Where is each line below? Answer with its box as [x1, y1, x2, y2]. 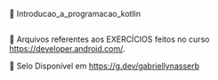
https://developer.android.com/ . [9, 44, 126, 54]
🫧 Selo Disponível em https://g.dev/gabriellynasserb [9, 60, 200, 71]
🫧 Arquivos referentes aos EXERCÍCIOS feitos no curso [9, 34, 210, 44]
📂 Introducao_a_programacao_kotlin [9, 9, 141, 19]
